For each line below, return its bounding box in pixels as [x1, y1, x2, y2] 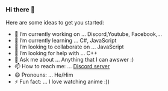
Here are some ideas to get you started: [5, 19, 105, 26]
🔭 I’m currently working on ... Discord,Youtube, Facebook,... [14, 31, 163, 38]
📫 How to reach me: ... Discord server [14, 63, 110, 70]
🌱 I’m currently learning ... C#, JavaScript [14, 37, 117, 44]
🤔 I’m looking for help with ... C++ [14, 50, 98, 57]
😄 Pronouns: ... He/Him [14, 71, 73, 78]
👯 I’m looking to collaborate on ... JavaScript [14, 43, 124, 50]
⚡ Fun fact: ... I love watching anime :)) [14, 78, 110, 86]
